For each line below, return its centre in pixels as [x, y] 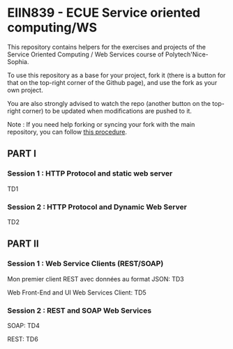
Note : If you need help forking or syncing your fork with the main [101, 124]
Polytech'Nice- [187, 54]
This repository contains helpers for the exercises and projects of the [106, 47]
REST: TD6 [23, 339]
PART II [23, 244]
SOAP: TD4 [23, 325]
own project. [25, 90]
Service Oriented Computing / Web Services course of [85, 54]
